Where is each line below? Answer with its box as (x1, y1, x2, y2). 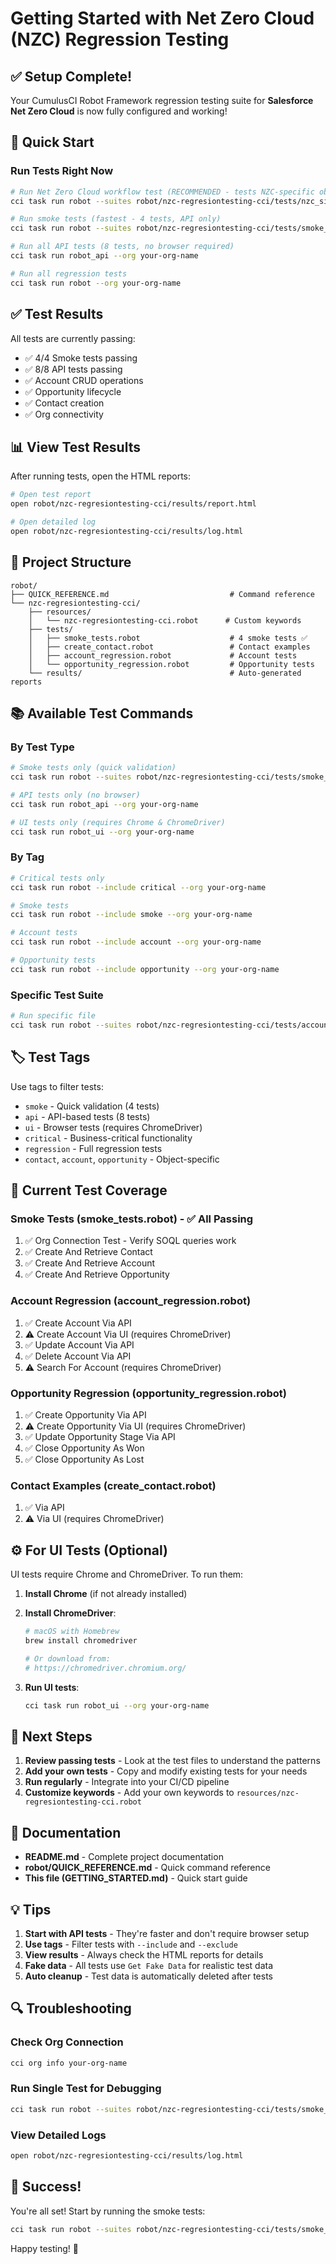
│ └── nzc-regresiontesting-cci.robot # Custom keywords (28, 615, 302, 626)
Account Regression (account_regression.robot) (10, 1294, 252, 1308)
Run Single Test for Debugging (10, 2082, 162, 2096)
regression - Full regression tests (24, 1142, 163, 1154)
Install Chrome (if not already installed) (24, 1588, 188, 1600)
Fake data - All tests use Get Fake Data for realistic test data (24, 1959, 274, 1971)
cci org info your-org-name (10, 2058, 128, 2068)
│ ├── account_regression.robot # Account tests (28, 650, 298, 661)
